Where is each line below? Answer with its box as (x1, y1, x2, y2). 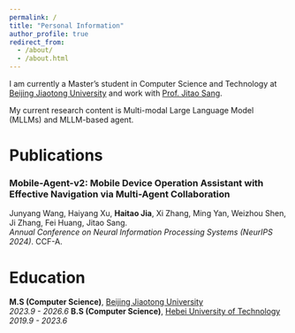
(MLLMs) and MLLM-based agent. (9, 114, 134, 125)
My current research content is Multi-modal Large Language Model (9, 105, 254, 115)
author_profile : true (9, 29, 89, 38)
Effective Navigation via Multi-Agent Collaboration (9, 188, 231, 200)
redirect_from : (9, 37, 65, 47)
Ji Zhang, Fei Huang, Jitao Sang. (9, 218, 128, 228)
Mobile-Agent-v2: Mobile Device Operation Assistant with (9, 177, 264, 190)
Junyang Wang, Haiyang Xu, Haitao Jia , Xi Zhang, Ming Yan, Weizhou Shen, (9, 208, 287, 219)
